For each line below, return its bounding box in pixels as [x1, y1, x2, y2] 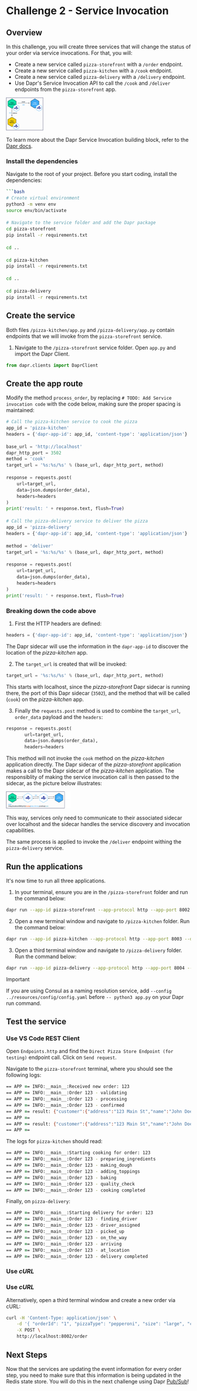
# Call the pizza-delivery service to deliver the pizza [6, 518, 148, 524]
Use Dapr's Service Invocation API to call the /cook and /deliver [14, 79, 171, 87]
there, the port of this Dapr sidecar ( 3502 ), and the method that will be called [6, 689, 191, 696]
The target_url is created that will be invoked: [14, 660, 127, 668]
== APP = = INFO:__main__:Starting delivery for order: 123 [6, 1210, 154, 1216]
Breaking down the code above [6, 606, 97, 615]
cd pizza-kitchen [6, 257, 49, 263]
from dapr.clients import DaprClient [6, 362, 98, 369]
